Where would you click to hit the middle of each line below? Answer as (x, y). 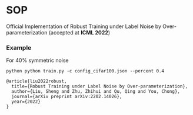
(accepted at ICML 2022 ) (79, 32)
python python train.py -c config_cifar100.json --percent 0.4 (85, 71)
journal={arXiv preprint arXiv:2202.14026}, (67, 97)
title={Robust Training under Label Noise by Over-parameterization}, (100, 86)
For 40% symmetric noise (37, 60)
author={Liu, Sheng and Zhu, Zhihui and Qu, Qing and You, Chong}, (96, 92)
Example (19, 47)
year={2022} (26, 102)
